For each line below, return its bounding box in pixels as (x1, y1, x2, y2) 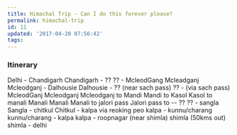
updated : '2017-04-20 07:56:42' (7, 30, 103, 37)
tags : (7, 37, 23, 44)
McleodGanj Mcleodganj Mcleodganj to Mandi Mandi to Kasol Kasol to (7, 91, 213, 100)
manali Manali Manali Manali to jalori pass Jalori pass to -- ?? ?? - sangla (7, 98, 219, 107)
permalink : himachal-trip (7, 17, 84, 24)
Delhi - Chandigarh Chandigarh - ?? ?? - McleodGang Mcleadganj (7, 76, 199, 85)
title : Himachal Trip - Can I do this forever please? (7, 10, 173, 18)
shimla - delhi (7, 121, 48, 129)
